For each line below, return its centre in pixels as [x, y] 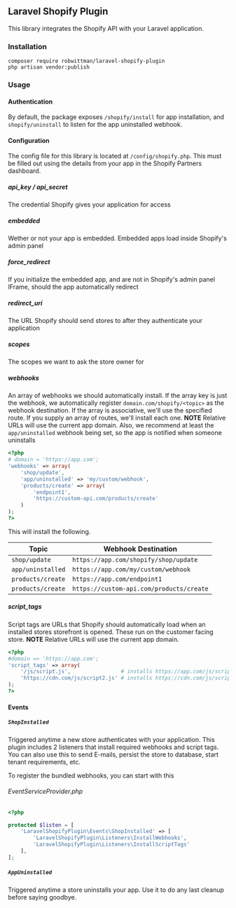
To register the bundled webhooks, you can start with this [91, 775]
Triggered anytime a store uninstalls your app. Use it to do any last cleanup [116, 890]
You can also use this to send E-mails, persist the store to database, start [113, 754]
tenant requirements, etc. [44, 762]
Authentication [30, 102]
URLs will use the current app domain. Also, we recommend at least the [111, 425]
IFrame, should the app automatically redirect [73, 287]
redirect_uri [25, 303]
